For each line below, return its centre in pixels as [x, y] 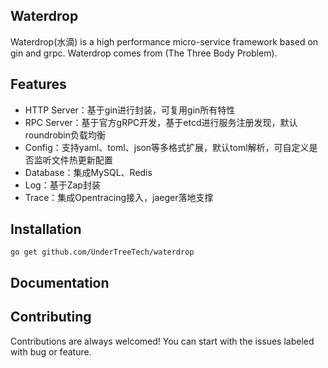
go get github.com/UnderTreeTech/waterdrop [102, 252]
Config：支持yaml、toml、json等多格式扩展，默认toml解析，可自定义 [167, 147]
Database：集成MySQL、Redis [88, 172]
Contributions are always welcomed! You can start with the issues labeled [162, 341]
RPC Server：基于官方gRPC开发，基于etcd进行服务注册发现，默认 [161, 122]
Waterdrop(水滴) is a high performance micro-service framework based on [164, 41]
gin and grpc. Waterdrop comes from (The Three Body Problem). [144, 53]
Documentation [60, 282]
